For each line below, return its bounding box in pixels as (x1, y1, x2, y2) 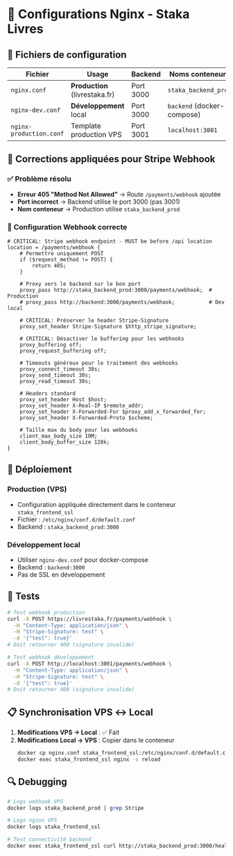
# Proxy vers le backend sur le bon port (19, 280, 141, 287)
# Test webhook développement (7, 654, 95, 661)
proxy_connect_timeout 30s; (19, 365, 101, 373)
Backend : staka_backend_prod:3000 (17, 522, 119, 531)
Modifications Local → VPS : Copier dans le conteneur (17, 736, 175, 745)
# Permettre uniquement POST (19, 250, 104, 257)
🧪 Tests (7, 590, 40, 602)
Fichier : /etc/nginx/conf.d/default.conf (17, 515, 136, 524)
